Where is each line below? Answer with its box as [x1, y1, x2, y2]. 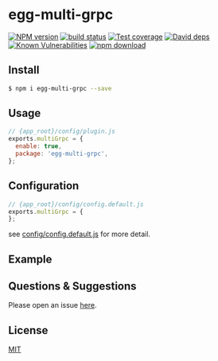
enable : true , [15, 142, 62, 150]
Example [8, 252, 53, 266]
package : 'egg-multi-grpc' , [15, 149, 109, 158]
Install [8, 64, 40, 77]
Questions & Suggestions [8, 280, 137, 293]
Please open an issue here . [8, 301, 97, 310]
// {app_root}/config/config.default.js [8, 200, 145, 208]
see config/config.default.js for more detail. [8, 229, 151, 239]
